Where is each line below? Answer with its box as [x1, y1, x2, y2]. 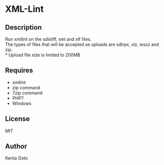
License [5, 115, 30, 123]
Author [5, 142, 27, 151]
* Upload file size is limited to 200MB [5, 52, 80, 58]
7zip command [12, 90, 43, 96]
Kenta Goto [5, 155, 28, 161]
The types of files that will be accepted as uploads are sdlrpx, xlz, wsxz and [5, 41, 159, 47]
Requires [5, 66, 33, 75]
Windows [12, 100, 32, 106]
